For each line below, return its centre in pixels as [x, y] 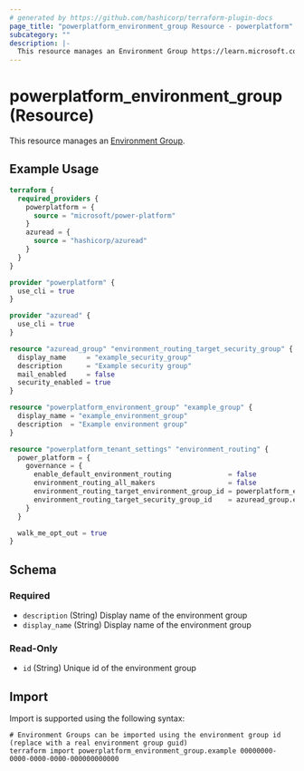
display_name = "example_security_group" [105, 357]
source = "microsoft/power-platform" [104, 215]
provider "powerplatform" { [62, 282]
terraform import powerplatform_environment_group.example [123, 751]
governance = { [54, 466]
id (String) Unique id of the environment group [109, 669]
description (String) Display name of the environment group [135, 615]
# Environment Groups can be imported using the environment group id [145, 736]
